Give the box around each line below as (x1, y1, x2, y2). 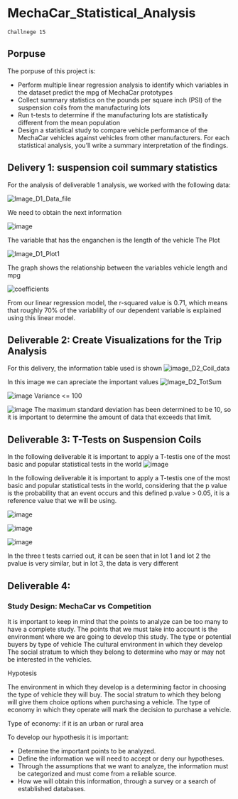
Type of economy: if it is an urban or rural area (7, 719, 144, 727)
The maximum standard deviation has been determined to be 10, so (34, 406, 232, 414)
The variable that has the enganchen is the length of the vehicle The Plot (7, 236, 220, 244)
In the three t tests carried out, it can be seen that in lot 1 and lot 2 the (7, 551, 211, 560)
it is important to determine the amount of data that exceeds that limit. (7, 413, 212, 421)
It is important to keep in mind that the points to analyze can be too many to (7, 617, 229, 625)
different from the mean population (17, 118, 121, 127)
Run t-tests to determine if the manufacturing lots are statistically (17, 110, 208, 119)
